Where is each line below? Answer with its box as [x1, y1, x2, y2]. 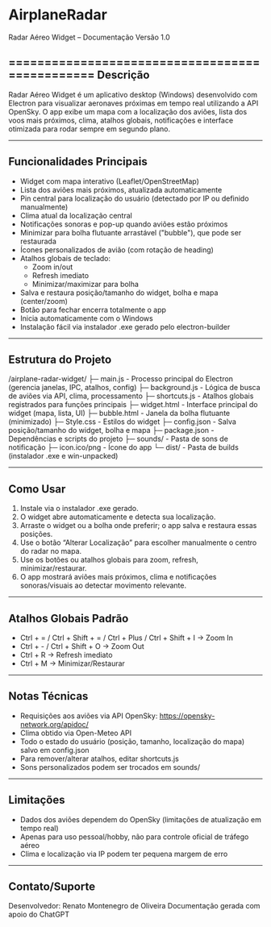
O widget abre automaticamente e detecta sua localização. [19, 512, 216, 522]
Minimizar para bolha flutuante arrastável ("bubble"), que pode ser [19, 227, 242, 237]
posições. [19, 530, 53, 539]
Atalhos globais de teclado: [19, 253, 111, 263]
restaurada [19, 236, 56, 246]
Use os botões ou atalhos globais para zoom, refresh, [19, 555, 199, 565]
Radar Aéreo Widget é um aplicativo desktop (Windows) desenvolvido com [8, 89, 258, 99]
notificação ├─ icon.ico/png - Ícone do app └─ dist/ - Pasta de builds [8, 443, 240, 452]
